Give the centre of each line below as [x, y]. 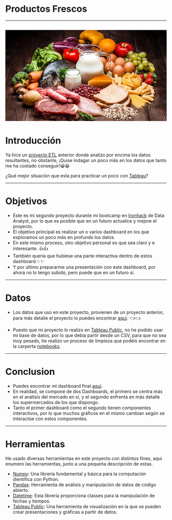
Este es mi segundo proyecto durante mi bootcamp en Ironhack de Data [89, 215]
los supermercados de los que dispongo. [56, 402]
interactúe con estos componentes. [50, 418]
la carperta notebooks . [37, 346]
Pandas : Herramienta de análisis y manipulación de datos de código [84, 485]
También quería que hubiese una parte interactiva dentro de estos [82, 256]
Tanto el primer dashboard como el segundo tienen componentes [82, 408]
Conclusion [30, 372]
